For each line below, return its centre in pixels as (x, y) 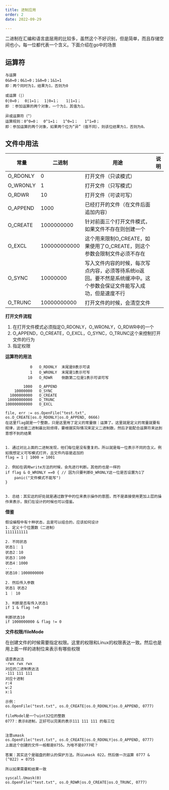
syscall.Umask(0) (23, 778)
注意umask (15, 736)
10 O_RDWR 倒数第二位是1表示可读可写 (68, 378)
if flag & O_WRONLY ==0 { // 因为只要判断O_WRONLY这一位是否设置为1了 (75, 473)
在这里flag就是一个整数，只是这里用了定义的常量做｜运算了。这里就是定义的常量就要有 (83, 423)
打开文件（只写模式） (110, 186)
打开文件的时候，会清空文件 (118, 303)
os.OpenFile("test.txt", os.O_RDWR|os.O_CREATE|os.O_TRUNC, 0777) (76, 782)
